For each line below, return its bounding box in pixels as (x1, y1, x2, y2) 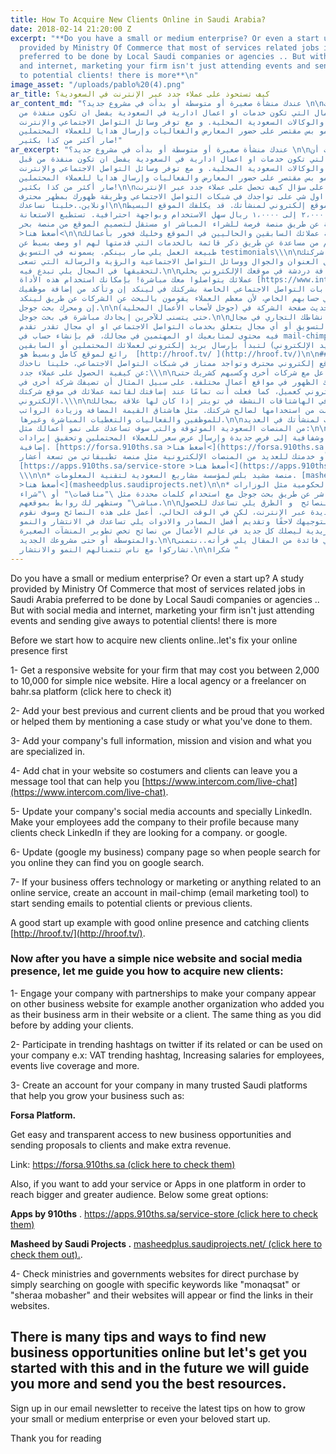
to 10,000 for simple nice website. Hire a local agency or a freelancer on (10, 674, 307, 686)
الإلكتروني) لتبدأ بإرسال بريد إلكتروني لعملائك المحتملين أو (59, 340, 315, 350)
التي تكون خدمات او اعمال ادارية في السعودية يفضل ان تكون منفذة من (19, 107, 311, 118)
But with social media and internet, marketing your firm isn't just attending (10, 604, 315, 616)
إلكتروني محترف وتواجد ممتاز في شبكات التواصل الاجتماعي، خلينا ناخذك (19, 359, 315, 369)
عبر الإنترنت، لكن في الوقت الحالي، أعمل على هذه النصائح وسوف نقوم (19, 507, 307, 518)
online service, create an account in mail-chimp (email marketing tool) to (10, 886, 310, 898)
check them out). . (10, 1248, 83, 1260)
